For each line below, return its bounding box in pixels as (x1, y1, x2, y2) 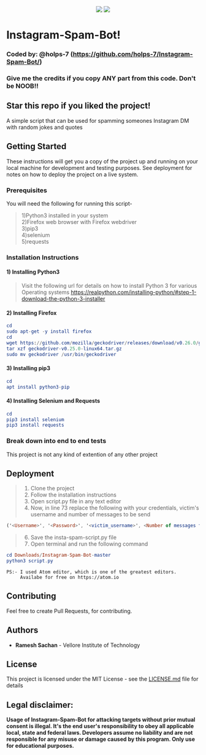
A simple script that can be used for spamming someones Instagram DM (6, 117, 189, 124)
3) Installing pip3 (6, 365, 51, 372)
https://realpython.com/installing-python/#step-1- (70, 288, 197, 296)
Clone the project (30, 485, 75, 492)
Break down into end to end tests (6, 436, 107, 445)
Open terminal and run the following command (30, 540, 148, 548)
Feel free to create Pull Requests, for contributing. (6, 607, 132, 614)
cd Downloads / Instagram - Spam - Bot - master (6, 552, 112, 559)
